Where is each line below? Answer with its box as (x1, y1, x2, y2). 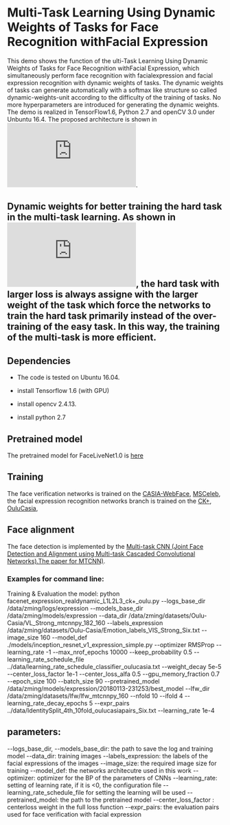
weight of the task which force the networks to (7, 300, 211, 311)
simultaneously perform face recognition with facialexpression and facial (7, 71, 213, 80)
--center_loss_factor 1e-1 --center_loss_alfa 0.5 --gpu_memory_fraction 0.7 (7, 670, 220, 678)
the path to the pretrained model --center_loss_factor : (60, 795, 214, 804)
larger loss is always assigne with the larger (7, 289, 198, 300)
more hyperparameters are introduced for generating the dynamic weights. (7, 100, 220, 109)
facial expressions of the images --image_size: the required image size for (7, 759, 218, 767)
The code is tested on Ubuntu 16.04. (16, 373, 120, 382)
